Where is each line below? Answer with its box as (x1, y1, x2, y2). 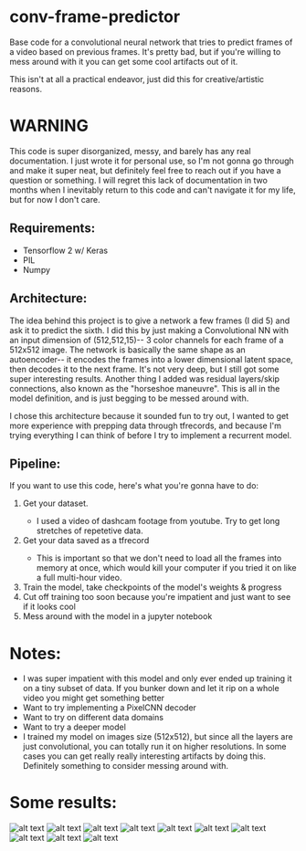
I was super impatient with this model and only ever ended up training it (22, 673, 292, 684)
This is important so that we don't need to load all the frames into (36, 552, 282, 563)
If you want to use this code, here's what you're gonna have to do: (9, 480, 259, 491)
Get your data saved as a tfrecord (22, 535, 150, 546)
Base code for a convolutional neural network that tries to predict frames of (9, 37, 293, 47)
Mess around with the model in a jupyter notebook (22, 611, 213, 622)
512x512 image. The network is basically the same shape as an (9, 344, 247, 355)
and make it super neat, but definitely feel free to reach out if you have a (9, 164, 281, 175)
